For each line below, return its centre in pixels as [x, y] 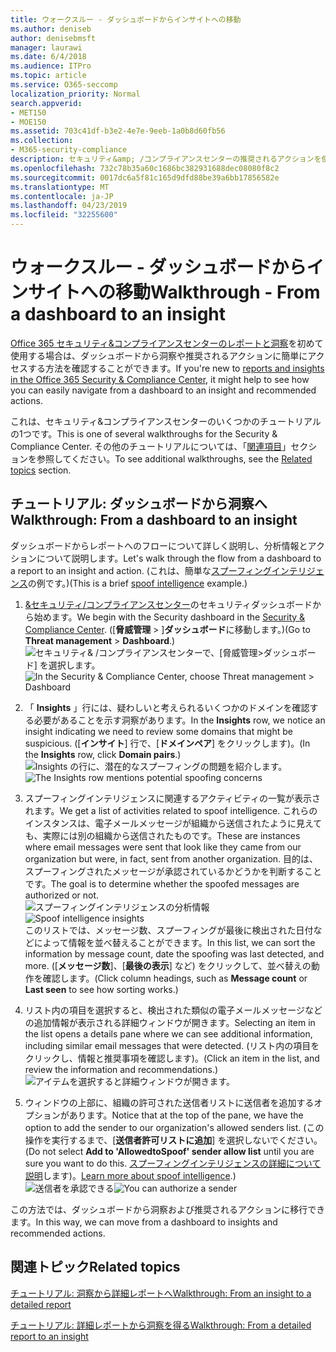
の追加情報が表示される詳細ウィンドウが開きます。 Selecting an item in [170, 1022]
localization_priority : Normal [75, 94]
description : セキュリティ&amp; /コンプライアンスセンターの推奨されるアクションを [166, 159]
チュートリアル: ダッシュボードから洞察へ [139, 504]
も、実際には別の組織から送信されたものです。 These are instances [162, 835]
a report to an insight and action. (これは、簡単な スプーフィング [141, 570]
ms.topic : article [48, 76]
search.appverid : [46, 103]
